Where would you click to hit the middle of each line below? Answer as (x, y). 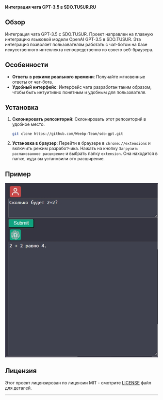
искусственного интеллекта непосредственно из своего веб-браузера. (79, 49)
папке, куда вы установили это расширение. (58, 159)
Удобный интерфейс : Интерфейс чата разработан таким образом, (82, 87)
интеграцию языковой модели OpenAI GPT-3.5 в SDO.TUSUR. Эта (73, 39)
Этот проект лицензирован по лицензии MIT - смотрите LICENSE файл (78, 382)
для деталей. (18, 388)
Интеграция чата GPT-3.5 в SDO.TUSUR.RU (50, 7)
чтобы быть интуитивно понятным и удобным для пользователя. (79, 92)
